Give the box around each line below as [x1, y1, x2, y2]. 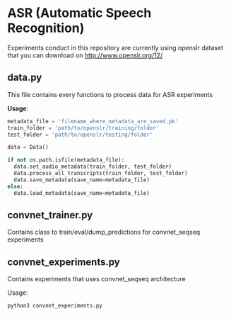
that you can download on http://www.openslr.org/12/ [7, 51, 163, 60]
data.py [7, 72, 42, 84]
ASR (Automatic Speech [7, 5, 152, 21]
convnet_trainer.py [7, 209, 93, 221]
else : [7, 183, 23, 190]
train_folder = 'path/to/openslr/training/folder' [7, 124, 160, 132]
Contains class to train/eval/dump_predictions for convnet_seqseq [7, 228, 201, 237]
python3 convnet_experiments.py [7, 303, 102, 310]
